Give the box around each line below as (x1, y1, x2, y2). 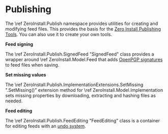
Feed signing (5, 41, 34, 47)
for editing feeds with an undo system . (5, 123, 87, 129)
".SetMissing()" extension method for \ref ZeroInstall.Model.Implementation (5, 87, 163, 93)
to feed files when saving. (5, 62, 60, 68)
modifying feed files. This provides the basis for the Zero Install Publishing (5, 25, 161, 32)
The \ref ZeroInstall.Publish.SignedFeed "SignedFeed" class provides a (5, 51, 154, 57)
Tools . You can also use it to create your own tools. (5, 31, 113, 37)
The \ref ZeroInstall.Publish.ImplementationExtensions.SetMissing (5, 82, 144, 88)
